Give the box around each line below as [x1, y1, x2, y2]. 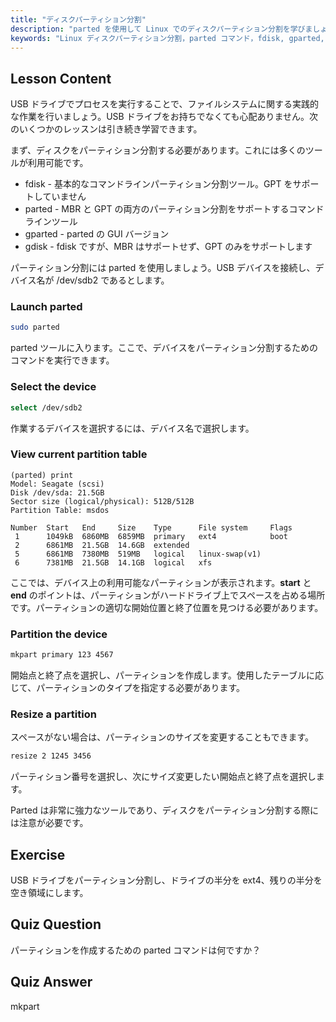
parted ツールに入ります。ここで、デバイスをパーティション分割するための [10, 342, 318, 354]
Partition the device [10, 627, 108, 641]
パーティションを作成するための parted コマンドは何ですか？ [10, 944, 262, 956]
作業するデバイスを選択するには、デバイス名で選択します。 [10, 422, 255, 434]
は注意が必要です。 [10, 817, 89, 829]
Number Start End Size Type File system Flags [10, 522, 293, 533]
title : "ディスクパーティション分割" [10, 14, 147, 25]
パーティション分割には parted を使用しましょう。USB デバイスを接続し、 [10, 262, 316, 274]
